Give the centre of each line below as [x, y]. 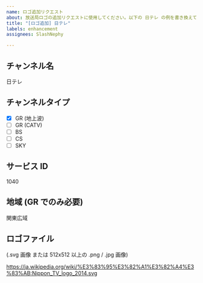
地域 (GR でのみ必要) [45, 202]
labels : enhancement [32, 29]
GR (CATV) [28, 125]
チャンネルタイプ [38, 103]
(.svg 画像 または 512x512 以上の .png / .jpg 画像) [67, 255]
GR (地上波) [29, 118]
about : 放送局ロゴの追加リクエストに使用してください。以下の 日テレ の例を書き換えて [101, 18]
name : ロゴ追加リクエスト [35, 12]
